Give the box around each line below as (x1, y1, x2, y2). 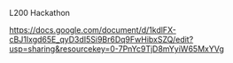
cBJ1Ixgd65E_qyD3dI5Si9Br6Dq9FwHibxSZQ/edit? (9, 35, 194, 44)
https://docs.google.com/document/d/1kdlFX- (9, 25, 177, 35)
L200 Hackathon (9, 8, 71, 18)
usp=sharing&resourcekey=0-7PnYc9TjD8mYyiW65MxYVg (9, 43, 224, 54)
